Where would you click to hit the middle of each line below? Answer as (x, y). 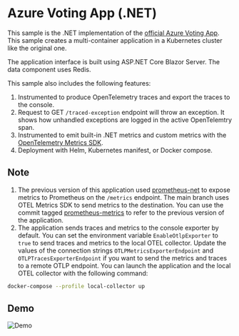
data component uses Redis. (49, 69)
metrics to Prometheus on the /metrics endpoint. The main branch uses (123, 197)
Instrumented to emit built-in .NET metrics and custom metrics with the (122, 135)
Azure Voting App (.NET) (82, 13)
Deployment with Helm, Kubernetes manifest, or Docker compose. (115, 150)
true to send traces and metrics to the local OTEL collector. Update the (122, 243)
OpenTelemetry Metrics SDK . (60, 142)
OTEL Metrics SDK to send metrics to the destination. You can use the (121, 205)
